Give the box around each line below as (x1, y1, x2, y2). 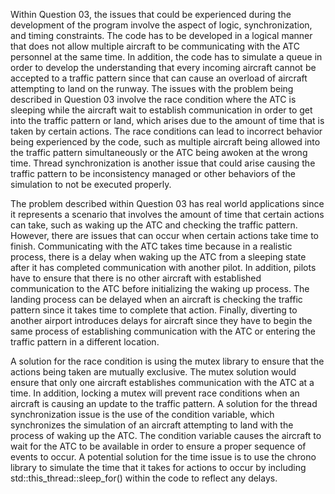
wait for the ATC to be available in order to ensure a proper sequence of (10, 440, 307, 452)
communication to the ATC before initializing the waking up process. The (10, 283, 310, 294)
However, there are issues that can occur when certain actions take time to (10, 230, 320, 241)
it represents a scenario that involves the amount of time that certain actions (10, 209, 325, 220)
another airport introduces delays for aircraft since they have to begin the (10, 315, 313, 326)
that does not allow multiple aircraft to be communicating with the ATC (10, 40, 300, 52)
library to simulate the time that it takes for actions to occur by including (10, 462, 307, 473)
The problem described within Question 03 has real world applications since (10, 198, 325, 209)
